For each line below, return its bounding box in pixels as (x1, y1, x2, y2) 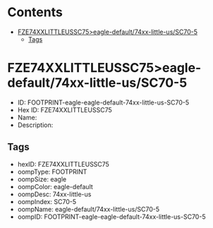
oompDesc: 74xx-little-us (17, 190, 92, 198)
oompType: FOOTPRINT (17, 167, 87, 176)
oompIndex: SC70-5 (17, 197, 76, 205)
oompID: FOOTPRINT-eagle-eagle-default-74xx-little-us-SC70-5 (17, 212, 206, 221)
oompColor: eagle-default (17, 182, 93, 191)
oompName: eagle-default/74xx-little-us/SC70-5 (17, 205, 160, 213)
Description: (17, 121, 54, 129)
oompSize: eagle (17, 174, 67, 184)
